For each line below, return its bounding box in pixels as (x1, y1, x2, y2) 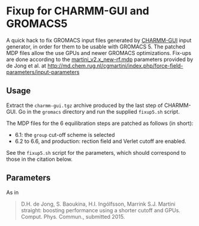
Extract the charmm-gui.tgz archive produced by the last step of (6, 102, 163, 109)
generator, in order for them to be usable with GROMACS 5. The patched (6, 43, 186, 50)
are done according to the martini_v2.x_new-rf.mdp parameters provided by (6, 56, 194, 63)
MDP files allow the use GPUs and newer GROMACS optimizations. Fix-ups (6, 49, 192, 56)
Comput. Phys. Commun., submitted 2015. (20, 213, 125, 220)
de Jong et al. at (6, 62, 47, 69)
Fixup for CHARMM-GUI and (6, 4, 150, 18)
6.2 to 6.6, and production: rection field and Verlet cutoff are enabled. (14, 138, 187, 145)
